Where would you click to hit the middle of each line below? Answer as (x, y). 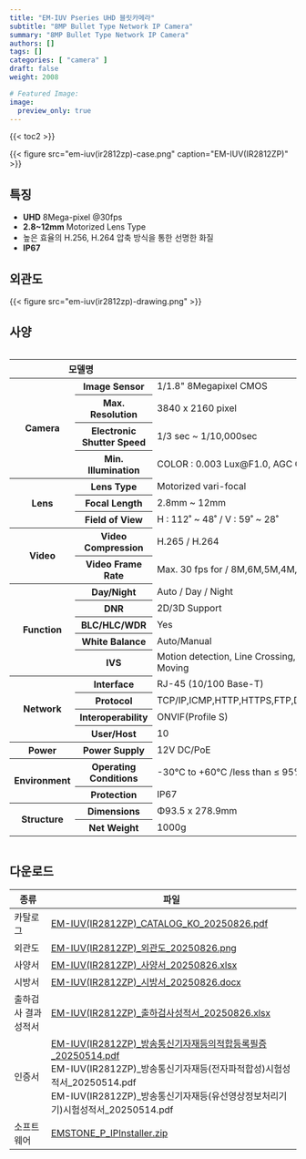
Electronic (113, 431)
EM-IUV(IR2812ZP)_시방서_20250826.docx (146, 982)
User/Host (113, 733)
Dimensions (114, 811)
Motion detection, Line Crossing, (226, 657)
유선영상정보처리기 (249, 1096)
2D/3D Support (189, 608)
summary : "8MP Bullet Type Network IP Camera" (99, 35)
